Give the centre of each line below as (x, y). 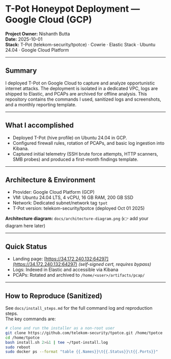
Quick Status (26, 246)
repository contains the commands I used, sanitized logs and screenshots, (83, 99)
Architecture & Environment (50, 180)
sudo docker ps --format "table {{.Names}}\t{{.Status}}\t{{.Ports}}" (82, 352)
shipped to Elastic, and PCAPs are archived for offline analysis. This (76, 94)
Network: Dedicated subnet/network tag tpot (60, 203)
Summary (21, 71)
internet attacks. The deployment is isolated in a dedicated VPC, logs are (82, 88)
